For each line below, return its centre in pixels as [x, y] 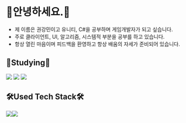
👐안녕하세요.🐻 [38, 12]
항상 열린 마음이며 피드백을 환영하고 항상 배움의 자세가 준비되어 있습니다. [97, 44]
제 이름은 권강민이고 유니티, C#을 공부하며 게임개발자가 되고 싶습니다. [94, 29]
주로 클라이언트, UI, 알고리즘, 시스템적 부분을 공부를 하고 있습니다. [89, 36]
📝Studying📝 [28, 63]
